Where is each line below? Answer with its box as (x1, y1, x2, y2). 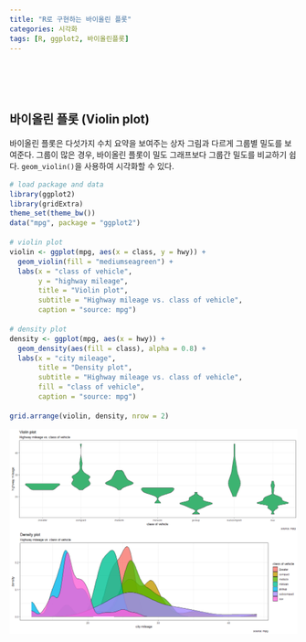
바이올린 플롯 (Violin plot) (9, 112, 150, 127)
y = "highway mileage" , (37, 276, 129, 285)
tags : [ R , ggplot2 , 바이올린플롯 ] (9, 34, 130, 43)
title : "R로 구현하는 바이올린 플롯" (9, 15, 132, 24)
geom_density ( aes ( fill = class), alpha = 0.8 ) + (17, 344, 206, 353)
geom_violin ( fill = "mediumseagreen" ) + (17, 257, 174, 266)
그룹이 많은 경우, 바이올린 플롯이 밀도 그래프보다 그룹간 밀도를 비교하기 (36, 149, 288, 160)
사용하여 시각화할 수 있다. (83, 160, 175, 171)
